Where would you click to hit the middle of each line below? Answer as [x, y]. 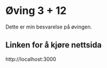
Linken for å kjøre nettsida [54, 45]
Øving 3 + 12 [36, 11]
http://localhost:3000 [31, 59]
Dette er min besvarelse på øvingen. [49, 27]
